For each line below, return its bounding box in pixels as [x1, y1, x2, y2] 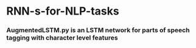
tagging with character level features [6, 33, 118, 42]
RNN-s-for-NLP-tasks [6, 4, 120, 18]
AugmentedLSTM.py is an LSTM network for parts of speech [6, 26, 190, 35]
